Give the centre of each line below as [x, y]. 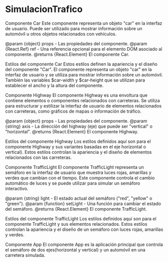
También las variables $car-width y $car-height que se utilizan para [75, 80]
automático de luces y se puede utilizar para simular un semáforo [73, 183]
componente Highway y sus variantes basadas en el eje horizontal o [76, 146]
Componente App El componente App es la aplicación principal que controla [84, 244]
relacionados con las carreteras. [38, 157]
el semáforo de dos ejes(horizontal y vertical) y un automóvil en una [75, 249]
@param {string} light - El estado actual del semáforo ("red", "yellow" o [79, 198]
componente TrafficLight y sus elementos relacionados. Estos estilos [76, 224]
